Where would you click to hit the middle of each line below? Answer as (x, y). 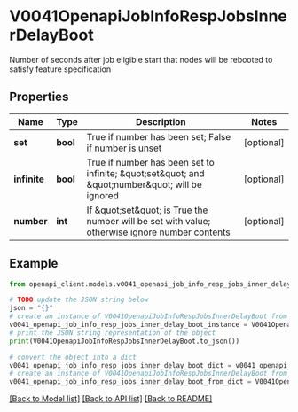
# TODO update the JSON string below (79, 300)
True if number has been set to (150, 162)
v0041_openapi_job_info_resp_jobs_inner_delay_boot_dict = (121, 365)
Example (34, 264)
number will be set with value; (149, 221)
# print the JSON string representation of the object (113, 333)
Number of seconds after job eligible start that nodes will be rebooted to (141, 59)
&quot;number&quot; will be (144, 184)
